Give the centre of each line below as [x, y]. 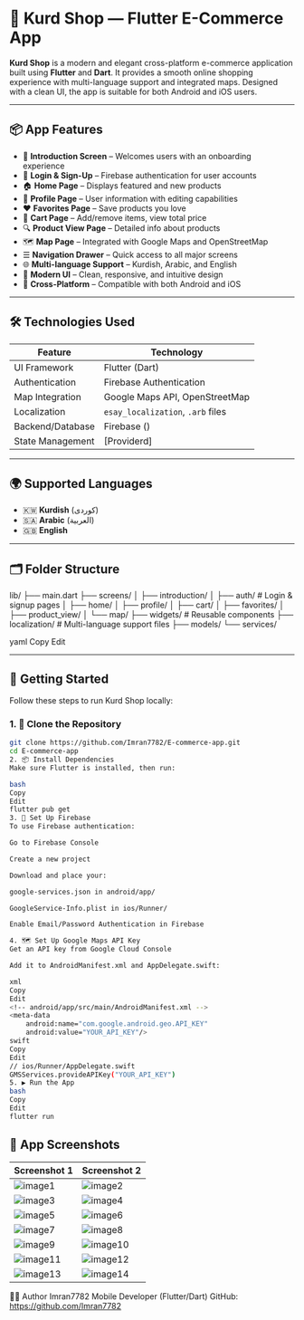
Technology [177, 352]
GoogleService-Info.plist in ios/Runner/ [89, 908]
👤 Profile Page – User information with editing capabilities [130, 198]
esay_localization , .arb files [165, 411]
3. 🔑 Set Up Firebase [50, 818]
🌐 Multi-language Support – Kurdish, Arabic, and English [130, 264]
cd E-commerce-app [44, 751]
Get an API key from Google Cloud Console [90, 950]
